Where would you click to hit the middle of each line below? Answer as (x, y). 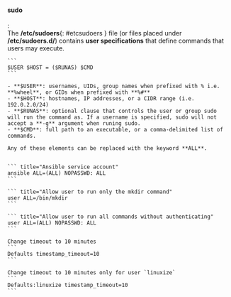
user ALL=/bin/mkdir (38, 198)
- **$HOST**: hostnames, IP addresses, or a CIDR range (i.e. (101, 99)
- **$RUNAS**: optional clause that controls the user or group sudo (112, 111)
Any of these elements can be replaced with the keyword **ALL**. (107, 148)
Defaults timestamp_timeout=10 (53, 254)
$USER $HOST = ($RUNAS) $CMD (50, 67)
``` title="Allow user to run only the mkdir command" (90, 192)
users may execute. (36, 48)
